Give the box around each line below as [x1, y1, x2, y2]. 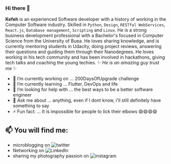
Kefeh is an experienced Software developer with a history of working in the [5, 16, 166, 22]
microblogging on [12, 142, 50, 148]
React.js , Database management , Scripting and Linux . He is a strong [5, 27, 147, 33]
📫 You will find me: [5, 126, 68, 134]
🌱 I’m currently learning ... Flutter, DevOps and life [12, 81, 118, 87]
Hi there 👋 [5, 5, 31, 12]
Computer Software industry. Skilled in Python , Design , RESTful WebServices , [5, 21, 165, 28]
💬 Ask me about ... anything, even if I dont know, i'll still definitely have [12, 97, 161, 104]
